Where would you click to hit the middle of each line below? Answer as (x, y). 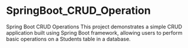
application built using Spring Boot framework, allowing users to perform (94, 32)
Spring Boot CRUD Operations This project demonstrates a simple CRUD (94, 27)
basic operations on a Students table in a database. (68, 39)
